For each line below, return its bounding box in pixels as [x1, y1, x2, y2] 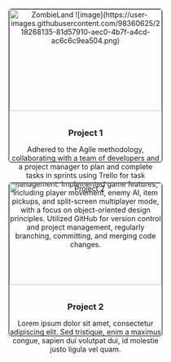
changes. [69, 239, 102, 249]
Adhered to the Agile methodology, [27, 144, 144, 154]
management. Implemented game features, [13, 179, 158, 189]
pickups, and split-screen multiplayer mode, [11, 196, 160, 206]
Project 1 [68, 127, 103, 138]
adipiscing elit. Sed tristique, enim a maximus [9, 327, 162, 337]
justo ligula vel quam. [50, 344, 121, 354]
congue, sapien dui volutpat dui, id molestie [12, 335, 159, 345]
